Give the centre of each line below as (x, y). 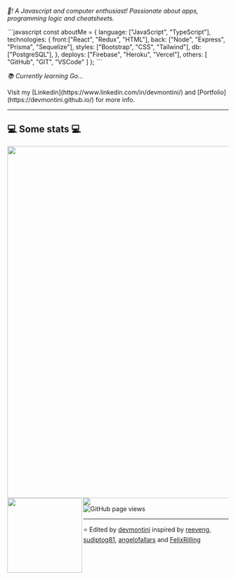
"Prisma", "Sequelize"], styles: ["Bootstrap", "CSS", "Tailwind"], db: (104, 47)
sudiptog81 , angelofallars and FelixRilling (142, 539)
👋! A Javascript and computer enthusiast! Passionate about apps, (103, 11)
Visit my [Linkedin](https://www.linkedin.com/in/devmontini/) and (101, 92)
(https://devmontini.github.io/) (51, 100)
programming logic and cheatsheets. (61, 18)
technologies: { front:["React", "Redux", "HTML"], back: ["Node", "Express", (117, 39)
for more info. (116, 100)
